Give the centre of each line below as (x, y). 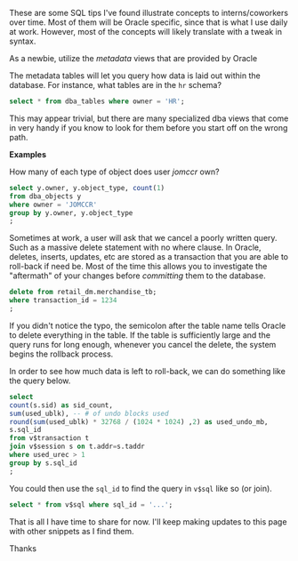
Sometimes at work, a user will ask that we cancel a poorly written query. (143, 238)
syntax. (23, 41)
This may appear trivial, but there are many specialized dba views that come (149, 118)
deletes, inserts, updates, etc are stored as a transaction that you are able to (149, 257)
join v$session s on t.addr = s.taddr (77, 447)
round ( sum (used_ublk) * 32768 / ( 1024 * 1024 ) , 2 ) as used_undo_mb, (139, 421)
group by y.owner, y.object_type (71, 212)
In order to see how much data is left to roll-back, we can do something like (148, 371)
